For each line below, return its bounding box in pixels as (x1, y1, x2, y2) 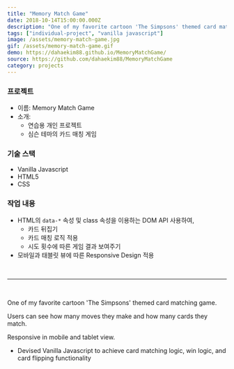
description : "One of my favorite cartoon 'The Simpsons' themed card (7, 23, 217, 30)
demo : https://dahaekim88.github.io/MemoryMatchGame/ (7, 50, 167, 57)
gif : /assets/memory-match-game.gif (7, 43, 114, 50)
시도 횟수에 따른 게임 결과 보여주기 (27, 242, 121, 250)
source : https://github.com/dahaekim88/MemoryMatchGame (7, 56, 173, 63)
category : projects (7, 62, 64, 69)
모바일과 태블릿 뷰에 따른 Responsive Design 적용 (17, 250, 155, 259)
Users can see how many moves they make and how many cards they (7, 312, 208, 320)
